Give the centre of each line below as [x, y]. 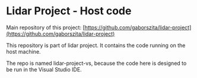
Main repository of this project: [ [45, 27]
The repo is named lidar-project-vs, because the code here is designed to [96, 63]
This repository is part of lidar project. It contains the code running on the [96, 45]
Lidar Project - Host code [69, 11]
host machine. [23, 51]
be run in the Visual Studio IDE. [44, 69]
